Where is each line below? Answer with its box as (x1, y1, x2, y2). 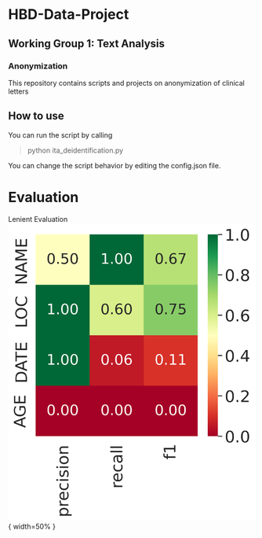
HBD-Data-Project (8, 6, 129, 24)
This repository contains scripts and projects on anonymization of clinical (8, 78, 246, 87)
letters (8, 87, 29, 96)
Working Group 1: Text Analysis (8, 37, 166, 50)
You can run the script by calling (8, 130, 113, 139)
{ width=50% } (8, 521, 56, 531)
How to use (8, 109, 64, 123)
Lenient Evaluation (8, 214, 68, 223)
